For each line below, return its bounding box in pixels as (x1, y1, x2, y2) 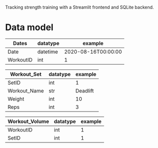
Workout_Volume (7, 117, 49, 124)
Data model (5, 22, 54, 33)
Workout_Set (9, 70, 42, 77)
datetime (37, 48, 58, 55)
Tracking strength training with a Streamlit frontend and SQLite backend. (5, 4, 154, 10)
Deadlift (75, 87, 94, 94)
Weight (7, 95, 24, 102)
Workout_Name (7, 87, 44, 94)
